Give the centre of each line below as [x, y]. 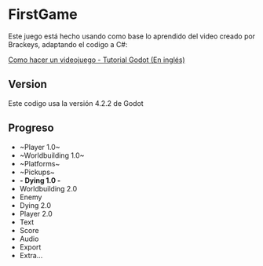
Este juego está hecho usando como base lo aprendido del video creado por [132, 36]
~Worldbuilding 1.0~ [52, 155]
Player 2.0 [36, 213]
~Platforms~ [40, 163]
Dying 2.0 [35, 205]
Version [27, 84]
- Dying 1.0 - [40, 180]
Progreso [31, 128]
